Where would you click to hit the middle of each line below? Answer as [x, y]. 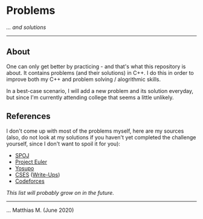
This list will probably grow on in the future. [60, 192]
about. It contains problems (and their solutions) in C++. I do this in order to [100, 72]
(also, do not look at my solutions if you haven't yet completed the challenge [101, 137]
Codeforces [30, 181]
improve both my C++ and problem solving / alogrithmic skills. [84, 79]
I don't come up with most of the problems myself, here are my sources [95, 131]
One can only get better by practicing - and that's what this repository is [96, 66]
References [28, 116]
